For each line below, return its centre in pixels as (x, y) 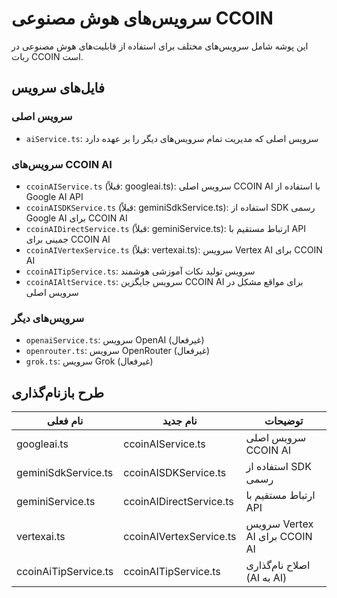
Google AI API (54, 196)
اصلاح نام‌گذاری (278, 565)
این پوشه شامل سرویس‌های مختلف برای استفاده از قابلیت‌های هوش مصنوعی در (160, 46)
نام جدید (180, 421)
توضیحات (284, 421)
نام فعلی (65, 421)
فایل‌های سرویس (58, 88)
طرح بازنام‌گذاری (57, 392)
